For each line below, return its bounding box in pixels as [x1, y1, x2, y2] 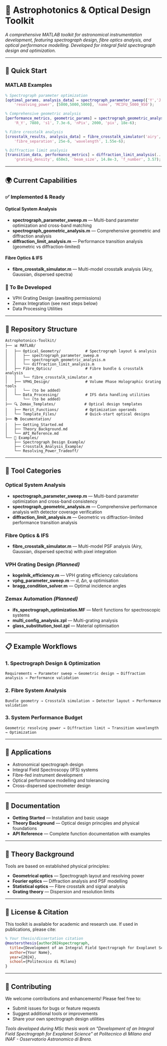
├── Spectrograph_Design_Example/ [14, 439, 85, 444]
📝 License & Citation [5, 908, 69, 916]
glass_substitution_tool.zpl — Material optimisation [12, 623, 119, 628]
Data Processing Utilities [12, 306, 63, 312]
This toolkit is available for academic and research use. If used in [5, 921, 138, 927]
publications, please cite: [5, 926, 56, 932]
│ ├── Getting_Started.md [5, 422, 64, 427]
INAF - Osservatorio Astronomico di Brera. [5, 1036, 92, 1042]
